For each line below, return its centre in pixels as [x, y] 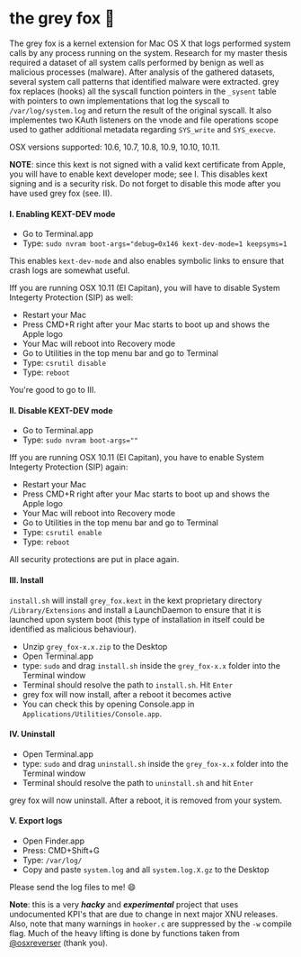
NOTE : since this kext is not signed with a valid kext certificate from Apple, [147, 164]
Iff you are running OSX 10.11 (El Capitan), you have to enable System [137, 458]
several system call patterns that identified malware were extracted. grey [144, 81]
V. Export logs [36, 821]
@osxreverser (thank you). [58, 943]
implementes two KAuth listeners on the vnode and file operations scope [144, 120]
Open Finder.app [53, 841]
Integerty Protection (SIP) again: [69, 467]
